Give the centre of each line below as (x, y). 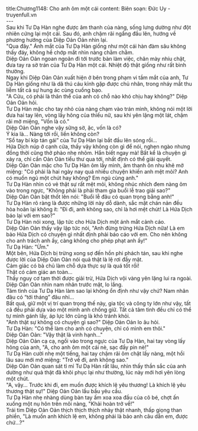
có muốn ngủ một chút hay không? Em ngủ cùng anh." (72, 178)
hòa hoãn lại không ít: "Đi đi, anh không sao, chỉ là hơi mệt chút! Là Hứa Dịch (99, 209)
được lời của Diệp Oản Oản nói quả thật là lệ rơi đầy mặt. (74, 259)
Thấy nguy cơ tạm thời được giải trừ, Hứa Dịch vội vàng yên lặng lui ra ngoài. (99, 278)
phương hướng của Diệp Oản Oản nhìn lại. (57, 40)
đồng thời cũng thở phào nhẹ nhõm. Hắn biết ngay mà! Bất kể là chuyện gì (96, 153)
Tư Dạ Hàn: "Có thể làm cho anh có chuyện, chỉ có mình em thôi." (86, 328)
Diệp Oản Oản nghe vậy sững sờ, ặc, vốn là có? (64, 128)
